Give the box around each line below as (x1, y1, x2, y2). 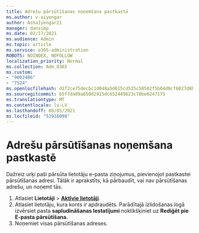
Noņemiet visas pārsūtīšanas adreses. (14, 220, 108, 227)
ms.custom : (6, 69, 33, 75)
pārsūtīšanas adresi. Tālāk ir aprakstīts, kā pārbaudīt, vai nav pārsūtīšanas (6, 177, 188, 184)
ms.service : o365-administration (6, 47, 89, 53)
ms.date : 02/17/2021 (6, 31, 57, 37)
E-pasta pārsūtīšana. (14, 213, 68, 221)
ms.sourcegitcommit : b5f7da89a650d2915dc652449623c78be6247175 (6, 91, 166, 97)
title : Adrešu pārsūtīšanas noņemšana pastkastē (6, 8, 129, 15)
